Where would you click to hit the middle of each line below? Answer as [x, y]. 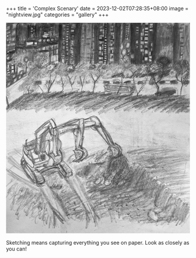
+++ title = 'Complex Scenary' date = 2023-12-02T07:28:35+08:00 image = [97, 8]
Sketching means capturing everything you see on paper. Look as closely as [98, 242]
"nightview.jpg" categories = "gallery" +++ [57, 15]
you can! [17, 249]
